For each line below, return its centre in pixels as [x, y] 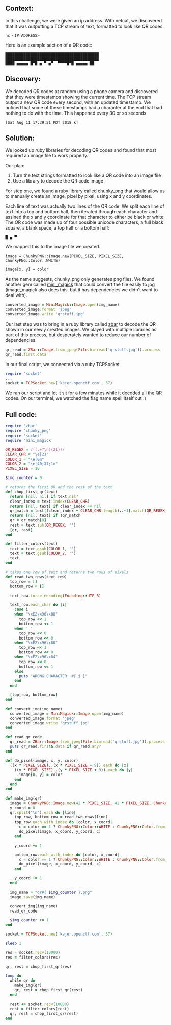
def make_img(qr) [24, 798]
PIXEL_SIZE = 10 [22, 469]
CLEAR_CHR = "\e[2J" [27, 454]
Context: [20, 8]
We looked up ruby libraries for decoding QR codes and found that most [81, 150]
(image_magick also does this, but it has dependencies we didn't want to [82, 290]
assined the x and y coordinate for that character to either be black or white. [85, 217]
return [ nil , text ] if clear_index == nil [55, 506]
